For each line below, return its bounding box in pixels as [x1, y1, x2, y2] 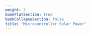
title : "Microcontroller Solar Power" [5, 21, 86, 26]
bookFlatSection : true [5, 12, 53, 17]
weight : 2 [5, 7, 26, 12]
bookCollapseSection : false [5, 16, 64, 21]
